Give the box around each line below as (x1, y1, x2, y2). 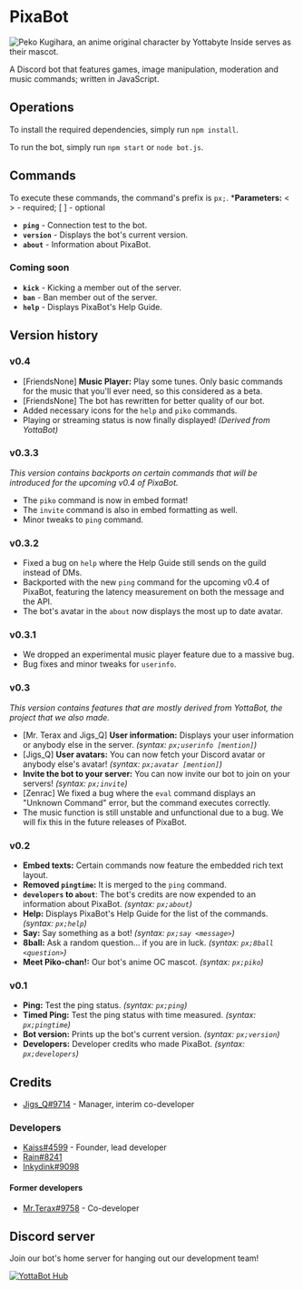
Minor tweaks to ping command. (22, 514, 143, 525)
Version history (9, 328, 99, 343)
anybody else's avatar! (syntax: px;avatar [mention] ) (22, 758, 223, 770)
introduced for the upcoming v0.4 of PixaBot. (9, 477, 179, 488)
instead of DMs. (22, 567, 83, 579)
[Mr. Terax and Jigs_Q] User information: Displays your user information (22, 730, 294, 741)
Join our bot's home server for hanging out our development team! (9, 1253, 259, 1264)
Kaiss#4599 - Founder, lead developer (22, 1142, 167, 1153)
